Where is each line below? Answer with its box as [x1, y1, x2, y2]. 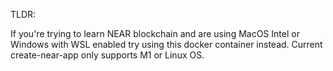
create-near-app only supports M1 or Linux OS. [10, 49, 205, 61]
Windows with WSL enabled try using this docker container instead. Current [10, 39, 323, 50]
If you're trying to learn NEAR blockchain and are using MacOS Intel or [10, 28, 300, 39]
